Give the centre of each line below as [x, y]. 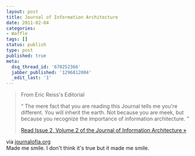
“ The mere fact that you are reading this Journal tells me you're [99, 106]
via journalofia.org [29, 142]
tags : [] [17, 39]
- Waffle [17, 34]
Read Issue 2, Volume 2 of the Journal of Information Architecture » [103, 130]
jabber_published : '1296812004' [52, 72]
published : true [26, 56]
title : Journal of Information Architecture [62, 17]
